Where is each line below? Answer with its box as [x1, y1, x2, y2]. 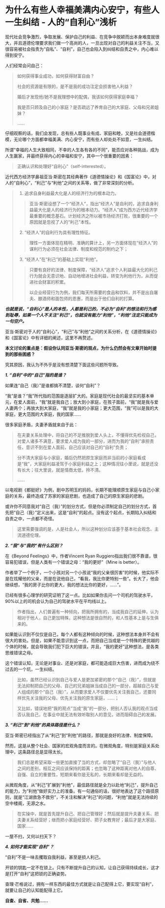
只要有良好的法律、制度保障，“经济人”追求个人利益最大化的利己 [29, 266, 158, 272]
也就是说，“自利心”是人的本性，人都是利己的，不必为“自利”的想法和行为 [5, 306, 153, 311]
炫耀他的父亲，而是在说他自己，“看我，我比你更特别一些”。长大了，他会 [13, 575, 159, 581]
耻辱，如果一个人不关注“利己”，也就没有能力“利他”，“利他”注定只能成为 [9, 312, 158, 318]
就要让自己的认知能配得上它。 [5, 887, 65, 893]
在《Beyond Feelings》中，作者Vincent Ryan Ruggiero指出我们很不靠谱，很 [5, 553, 158, 559]
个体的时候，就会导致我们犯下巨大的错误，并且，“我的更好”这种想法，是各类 [5, 644, 159, 649]
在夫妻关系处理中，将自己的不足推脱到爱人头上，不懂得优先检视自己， [17, 432, 159, 438]
